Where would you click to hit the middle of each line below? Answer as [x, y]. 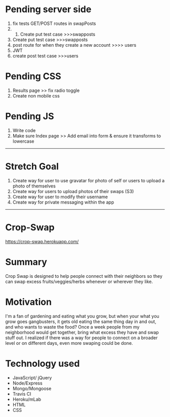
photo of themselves [34, 186]
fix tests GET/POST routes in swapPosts [54, 23]
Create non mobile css [36, 95]
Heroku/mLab [27, 399]
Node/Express [28, 383]
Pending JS [30, 117]
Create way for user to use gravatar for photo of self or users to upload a [89, 180]
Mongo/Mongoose [32, 388]
